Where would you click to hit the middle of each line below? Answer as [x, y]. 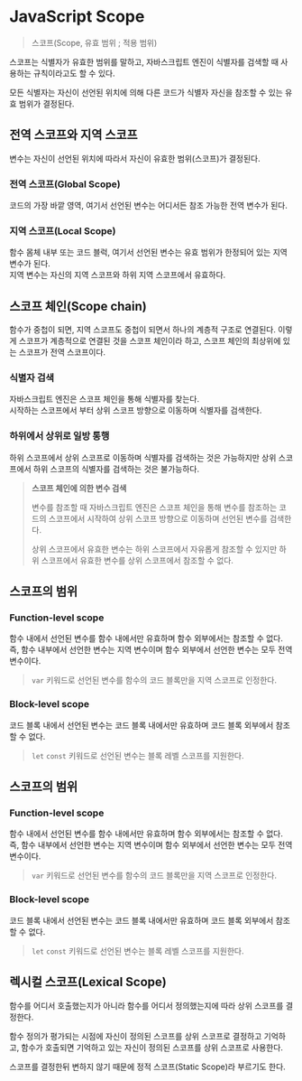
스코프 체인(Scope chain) [78, 306]
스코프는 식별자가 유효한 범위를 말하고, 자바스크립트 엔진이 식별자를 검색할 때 [144, 61]
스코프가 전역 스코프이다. [62, 352]
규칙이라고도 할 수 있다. [74, 73]
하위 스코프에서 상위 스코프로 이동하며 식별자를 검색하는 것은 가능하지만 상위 [143, 457]
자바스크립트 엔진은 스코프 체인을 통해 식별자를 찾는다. [105, 399]
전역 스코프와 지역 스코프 [73, 135]
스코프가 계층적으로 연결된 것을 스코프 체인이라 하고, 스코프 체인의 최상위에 [150, 341]
